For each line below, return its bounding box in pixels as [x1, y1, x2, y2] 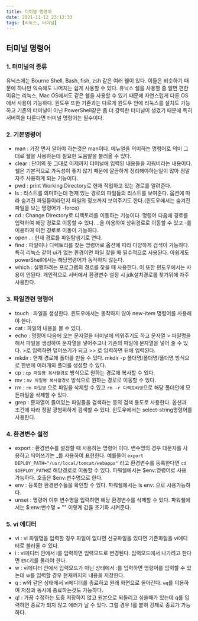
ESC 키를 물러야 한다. [21, 557, 67, 564]
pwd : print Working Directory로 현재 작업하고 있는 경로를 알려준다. [14, 182, 172, 189]
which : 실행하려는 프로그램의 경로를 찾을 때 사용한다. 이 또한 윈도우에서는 [14, 264, 186, 271]
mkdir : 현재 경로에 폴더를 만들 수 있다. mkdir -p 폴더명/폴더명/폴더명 [14, 354, 174, 361]
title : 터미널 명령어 [6, 8, 52, 15]
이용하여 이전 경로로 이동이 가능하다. [14, 227, 99, 234]
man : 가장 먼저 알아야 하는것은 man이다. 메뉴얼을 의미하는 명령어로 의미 [14, 145, 182, 152]
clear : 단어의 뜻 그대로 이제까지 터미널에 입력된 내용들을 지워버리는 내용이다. [14, 160, 193, 167]
